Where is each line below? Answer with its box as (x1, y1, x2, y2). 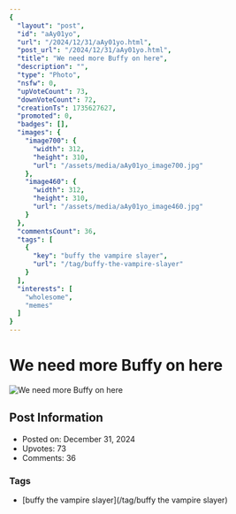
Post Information (9, 410, 103, 426)
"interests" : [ (17, 284, 73, 293)
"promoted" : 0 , (17, 111, 73, 120)
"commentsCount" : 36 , (17, 226, 97, 235)
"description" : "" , (17, 63, 89, 72)
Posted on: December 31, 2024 (21, 433, 135, 444)
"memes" (25, 301, 53, 310)
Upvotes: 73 (21, 443, 66, 454)
